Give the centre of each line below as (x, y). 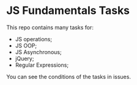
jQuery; (24, 58)
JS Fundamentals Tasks (68, 11)
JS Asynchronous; (39, 52)
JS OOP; (26, 46)
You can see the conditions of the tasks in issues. (69, 76)
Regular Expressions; (42, 65)
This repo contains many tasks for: (50, 27)
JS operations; (34, 39)
